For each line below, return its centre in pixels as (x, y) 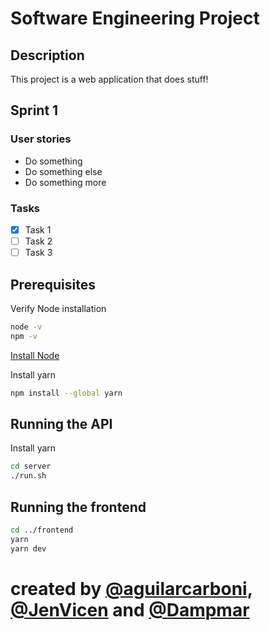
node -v (26, 327)
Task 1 (38, 229)
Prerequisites (53, 284)
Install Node (35, 355)
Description (47, 55)
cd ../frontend (42, 530)
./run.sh (28, 476)
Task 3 (38, 253)
